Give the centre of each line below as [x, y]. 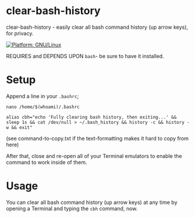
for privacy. [20, 33]
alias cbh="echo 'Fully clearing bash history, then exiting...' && [91, 117]
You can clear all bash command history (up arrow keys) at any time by [92, 202]
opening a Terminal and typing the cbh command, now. [72, 208]
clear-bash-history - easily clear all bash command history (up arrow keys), [97, 27]
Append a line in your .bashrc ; [42, 96]
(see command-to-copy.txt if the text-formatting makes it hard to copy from [97, 138]
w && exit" [19, 128]
